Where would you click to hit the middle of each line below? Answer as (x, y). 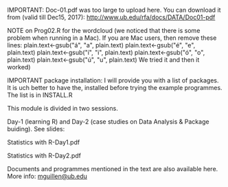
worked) (19, 67)
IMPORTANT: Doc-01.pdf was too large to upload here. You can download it (114, 10)
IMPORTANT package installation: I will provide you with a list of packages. (113, 80)
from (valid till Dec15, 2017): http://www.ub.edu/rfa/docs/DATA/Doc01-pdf (111, 17)
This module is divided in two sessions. (62, 108)
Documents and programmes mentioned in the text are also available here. (113, 169)
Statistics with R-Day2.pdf (44, 155)
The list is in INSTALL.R (40, 95)
